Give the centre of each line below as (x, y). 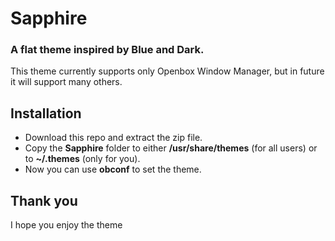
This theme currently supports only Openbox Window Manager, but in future (167, 71)
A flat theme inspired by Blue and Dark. (107, 50)
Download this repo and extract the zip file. (113, 138)
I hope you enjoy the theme (66, 225)
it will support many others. (66, 82)
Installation (46, 113)
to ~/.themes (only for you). (82, 159)
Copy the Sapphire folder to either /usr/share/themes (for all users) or (171, 148)
